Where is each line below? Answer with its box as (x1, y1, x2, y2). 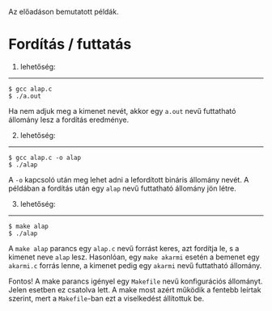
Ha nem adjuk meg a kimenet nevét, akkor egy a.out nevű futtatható (8, 106, 236, 116)
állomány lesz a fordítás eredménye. (8, 115, 130, 124)
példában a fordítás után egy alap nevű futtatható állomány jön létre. (8, 183, 236, 193)
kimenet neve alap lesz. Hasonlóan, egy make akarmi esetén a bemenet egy (8, 252, 261, 262)
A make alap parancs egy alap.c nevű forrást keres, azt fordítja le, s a (8, 243, 240, 253)
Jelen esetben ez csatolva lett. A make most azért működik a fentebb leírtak (8, 284, 261, 294)
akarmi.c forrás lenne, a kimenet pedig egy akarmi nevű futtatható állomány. (8, 260, 262, 270)
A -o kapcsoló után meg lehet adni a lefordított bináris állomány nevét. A (8, 174, 249, 184)
